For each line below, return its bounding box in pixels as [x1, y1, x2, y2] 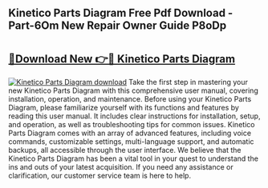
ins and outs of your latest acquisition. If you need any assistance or [8, 162, 234, 171]
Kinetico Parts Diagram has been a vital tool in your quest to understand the [8, 154, 259, 163]
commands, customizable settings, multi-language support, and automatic [8, 137, 254, 146]
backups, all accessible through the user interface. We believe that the [8, 146, 242, 154]
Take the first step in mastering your [128, 78, 249, 86]
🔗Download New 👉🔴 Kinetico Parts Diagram [8, 52, 235, 66]
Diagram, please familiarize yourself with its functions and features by [8, 103, 239, 112]
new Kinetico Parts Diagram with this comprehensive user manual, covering [8, 86, 258, 95]
